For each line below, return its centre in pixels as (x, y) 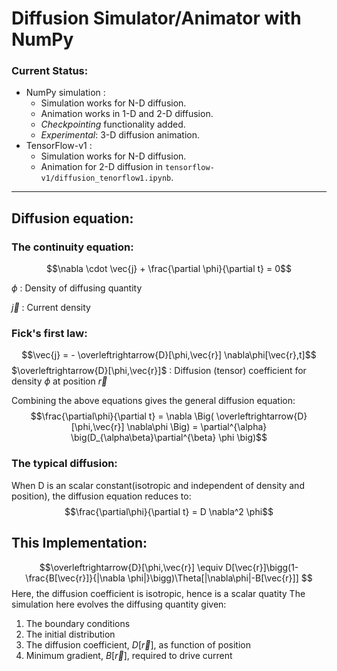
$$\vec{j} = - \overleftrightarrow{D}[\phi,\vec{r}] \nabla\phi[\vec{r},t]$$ (169, 355)
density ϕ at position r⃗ (59, 381)
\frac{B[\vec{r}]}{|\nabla (75, 578)
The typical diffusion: (64, 464)
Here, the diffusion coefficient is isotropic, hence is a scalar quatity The (158, 593)
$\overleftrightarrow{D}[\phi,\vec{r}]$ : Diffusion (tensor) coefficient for (159, 371)
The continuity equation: (72, 247)
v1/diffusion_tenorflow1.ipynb (106, 178)
